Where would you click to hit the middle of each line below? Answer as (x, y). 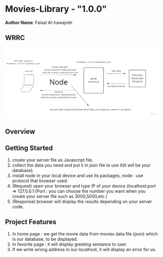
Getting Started (29, 148)
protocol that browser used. (40, 181)
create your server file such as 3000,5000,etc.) (60, 196)
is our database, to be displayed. (45, 239)
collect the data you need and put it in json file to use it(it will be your (81, 165)
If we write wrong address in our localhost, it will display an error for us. (84, 249)
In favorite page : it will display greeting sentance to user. (70, 244)
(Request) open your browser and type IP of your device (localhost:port (84, 186)
